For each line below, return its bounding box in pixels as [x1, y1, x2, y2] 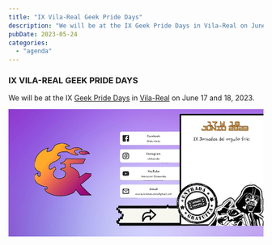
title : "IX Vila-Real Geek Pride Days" [8, 13, 143, 21]
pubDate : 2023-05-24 [8, 30, 79, 38]
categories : [8, 39, 49, 47]
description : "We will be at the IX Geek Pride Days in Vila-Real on [8, 21, 249, 30]
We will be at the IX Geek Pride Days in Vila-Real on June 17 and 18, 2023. [8, 93, 255, 103]
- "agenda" [15, 47, 53, 56]
